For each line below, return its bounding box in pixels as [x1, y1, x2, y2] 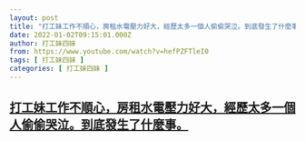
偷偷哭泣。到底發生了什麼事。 [21, 117, 189, 133]
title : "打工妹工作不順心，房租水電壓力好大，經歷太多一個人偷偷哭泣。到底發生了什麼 [9, 22, 292, 31]
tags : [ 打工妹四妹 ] [9, 55, 84, 65]
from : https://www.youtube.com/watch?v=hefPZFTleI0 [9, 47, 209, 56]
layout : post [9, 13, 59, 23]
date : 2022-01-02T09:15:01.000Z [9, 30, 132, 39]
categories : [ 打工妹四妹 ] [9, 65, 109, 74]
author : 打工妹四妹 [9, 38, 76, 48]
